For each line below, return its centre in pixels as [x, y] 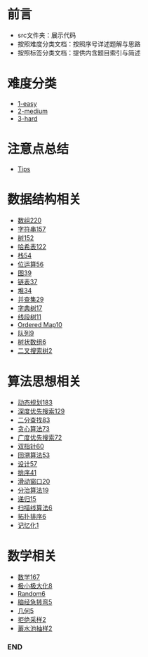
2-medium [32, 111]
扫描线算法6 [35, 507]
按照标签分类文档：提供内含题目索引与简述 [79, 53]
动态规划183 [35, 402]
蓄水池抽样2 [35, 628]
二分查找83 [34, 420]
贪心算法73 [34, 428]
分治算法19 [33, 490]
